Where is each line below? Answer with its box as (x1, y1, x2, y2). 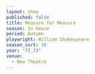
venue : (6, 53, 23, 59)
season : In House (6, 25, 50, 32)
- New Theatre (11, 58, 47, 64)
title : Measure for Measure (6, 20, 76, 26)
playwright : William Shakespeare (6, 36, 90, 42)
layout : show (6, 8, 39, 15)
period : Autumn (6, 31, 44, 37)
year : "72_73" (6, 48, 42, 54)
